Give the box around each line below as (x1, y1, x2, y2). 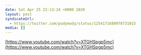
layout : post (5, 12, 32, 17)
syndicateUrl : (5, 16, 35, 21)
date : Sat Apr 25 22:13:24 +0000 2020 (5, 7, 85, 12)
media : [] (5, 26, 26, 30)
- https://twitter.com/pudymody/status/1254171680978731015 (9, 21, 136, 26)
